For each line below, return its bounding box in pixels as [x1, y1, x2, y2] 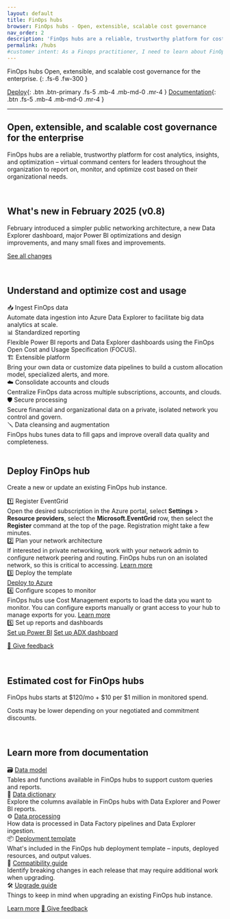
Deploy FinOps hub [7, 465, 90, 477]
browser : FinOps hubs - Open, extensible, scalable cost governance [7, 23, 207, 30]
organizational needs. [7, 172, 68, 181]
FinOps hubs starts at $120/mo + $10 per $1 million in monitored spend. [7, 693, 209, 701]
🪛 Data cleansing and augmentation [7, 420, 110, 429]
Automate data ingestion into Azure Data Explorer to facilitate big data [7, 313, 204, 321]
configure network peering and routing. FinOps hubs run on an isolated [7, 554, 207, 562]
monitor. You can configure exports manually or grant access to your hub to [7, 604, 220, 612]
